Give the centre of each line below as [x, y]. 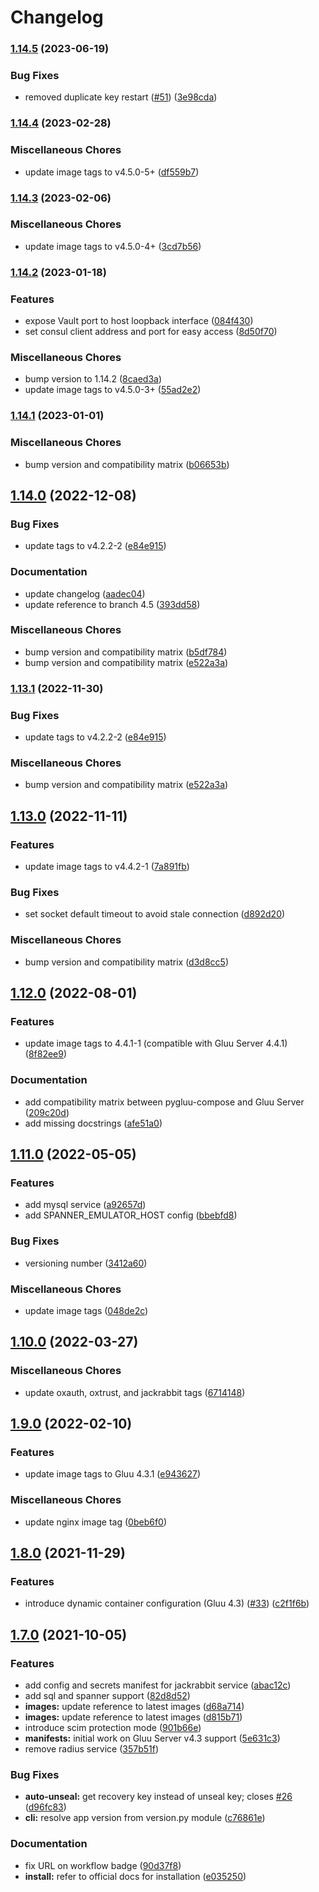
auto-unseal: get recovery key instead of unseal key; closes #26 [158, 1797]
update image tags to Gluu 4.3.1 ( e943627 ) [113, 1474]
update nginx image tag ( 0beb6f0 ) [96, 1522]
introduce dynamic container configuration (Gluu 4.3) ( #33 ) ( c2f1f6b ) [167, 1603]
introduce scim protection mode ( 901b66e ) [113, 1727]
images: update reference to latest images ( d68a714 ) [134, 1706]
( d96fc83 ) [45, 1807]
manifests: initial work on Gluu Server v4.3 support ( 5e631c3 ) [152, 1738]
